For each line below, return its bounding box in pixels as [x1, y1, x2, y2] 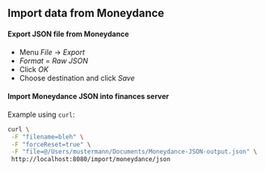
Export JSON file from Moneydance [7, 28, 129, 39]
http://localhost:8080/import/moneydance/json [11, 156, 171, 164]
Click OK [19, 64, 49, 74]
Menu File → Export [19, 47, 86, 57]
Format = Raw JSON [19, 56, 89, 66]
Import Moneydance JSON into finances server [7, 92, 170, 101]
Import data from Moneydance [7, 6, 165, 20]
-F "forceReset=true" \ [11, 140, 91, 148]
